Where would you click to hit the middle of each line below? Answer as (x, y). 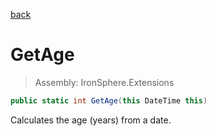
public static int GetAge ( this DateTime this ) (109, 100)
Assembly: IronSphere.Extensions (104, 82)
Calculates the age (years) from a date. (91, 120)
